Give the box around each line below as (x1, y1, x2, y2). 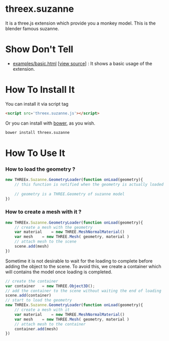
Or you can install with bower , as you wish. (5, 120, 96, 126)
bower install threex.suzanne (5, 130, 70, 135)
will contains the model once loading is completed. (5, 269, 113, 275)
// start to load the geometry (5, 298, 72, 303)
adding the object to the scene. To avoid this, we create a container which (5, 263, 161, 269)
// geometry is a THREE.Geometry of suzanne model (14, 191, 125, 196)
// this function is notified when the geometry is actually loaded (14, 182, 164, 187)
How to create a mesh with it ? (5, 208, 82, 215)
